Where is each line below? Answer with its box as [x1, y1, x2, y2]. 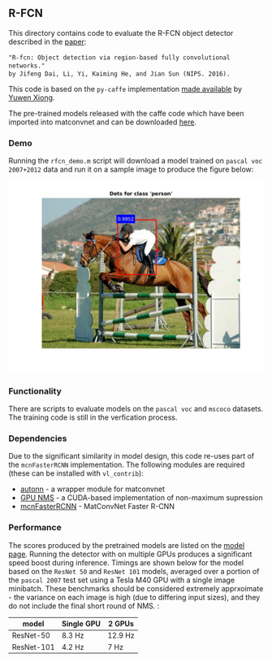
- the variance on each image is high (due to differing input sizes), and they [8, 592, 261, 602]
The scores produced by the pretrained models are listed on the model [8, 540, 245, 550]
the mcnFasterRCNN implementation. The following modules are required [8, 459, 245, 470]
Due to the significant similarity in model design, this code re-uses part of [8, 451, 254, 461]
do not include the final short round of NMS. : [8, 601, 160, 611]
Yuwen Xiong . [8, 93, 55, 102]
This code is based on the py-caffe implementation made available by [8, 84, 242, 94]
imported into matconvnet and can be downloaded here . [8, 117, 197, 127]
